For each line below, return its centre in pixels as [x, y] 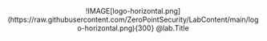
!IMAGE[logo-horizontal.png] [133, 11]
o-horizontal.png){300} [116, 28]
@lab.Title [172, 28]
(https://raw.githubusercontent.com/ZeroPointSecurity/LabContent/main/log [133, 19]
